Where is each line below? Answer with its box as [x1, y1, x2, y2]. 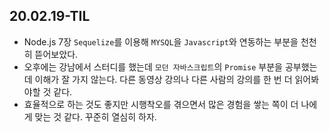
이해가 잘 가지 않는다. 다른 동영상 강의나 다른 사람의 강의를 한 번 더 [34, 73, 293, 85]
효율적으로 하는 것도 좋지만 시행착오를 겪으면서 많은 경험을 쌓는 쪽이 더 [23, 98, 299, 110]
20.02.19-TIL [9, 8, 91, 25]
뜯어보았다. [34, 48, 79, 60]
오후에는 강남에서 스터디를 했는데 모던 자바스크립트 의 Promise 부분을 [23, 60, 283, 73]
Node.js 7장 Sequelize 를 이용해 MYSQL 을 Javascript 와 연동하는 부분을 [23, 35, 299, 48]
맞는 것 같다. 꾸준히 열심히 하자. [34, 110, 157, 123]
